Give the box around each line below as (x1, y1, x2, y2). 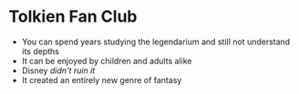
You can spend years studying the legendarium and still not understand (21, 36, 291, 47)
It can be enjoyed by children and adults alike (21, 55, 192, 66)
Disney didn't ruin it (21, 65, 96, 76)
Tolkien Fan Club (8, 6, 138, 27)
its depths (21, 45, 60, 56)
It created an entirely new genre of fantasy (21, 74, 182, 85)
